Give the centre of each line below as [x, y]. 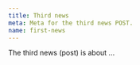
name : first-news [37, 30]
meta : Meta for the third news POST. [71, 23]
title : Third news [39, 15]
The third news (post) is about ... [62, 53]
